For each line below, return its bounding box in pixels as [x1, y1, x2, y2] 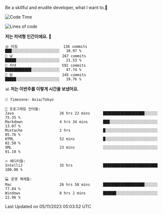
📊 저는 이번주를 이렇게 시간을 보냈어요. [5, 86, 79, 92]
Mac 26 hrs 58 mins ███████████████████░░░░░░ [5, 182, 158, 187]
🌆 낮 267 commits [5, 54, 87, 58]
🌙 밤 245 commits [5, 73, 87, 78]
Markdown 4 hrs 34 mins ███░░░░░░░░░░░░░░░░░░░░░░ [5, 119, 158, 124]
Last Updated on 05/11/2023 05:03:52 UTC [5, 204, 91, 209]
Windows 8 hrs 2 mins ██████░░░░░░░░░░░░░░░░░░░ [5, 191, 158, 195]
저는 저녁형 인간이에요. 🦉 [5, 34, 52, 39]
